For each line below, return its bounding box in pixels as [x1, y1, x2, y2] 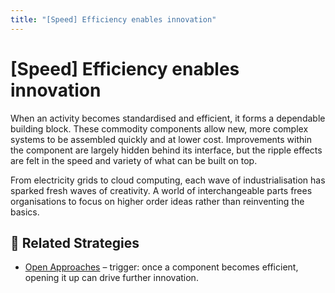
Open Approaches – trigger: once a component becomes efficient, [24, 261, 299, 273]
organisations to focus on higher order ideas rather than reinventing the [10, 195, 305, 207]
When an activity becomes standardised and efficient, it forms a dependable [10, 112, 326, 124]
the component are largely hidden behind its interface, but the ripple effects [10, 144, 323, 156]
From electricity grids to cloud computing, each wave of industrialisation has [10, 174, 326, 186]
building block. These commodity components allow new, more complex [10, 122, 309, 135]
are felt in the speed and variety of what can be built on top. [10, 154, 258, 166]
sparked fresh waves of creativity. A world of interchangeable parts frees [10, 184, 313, 196]
